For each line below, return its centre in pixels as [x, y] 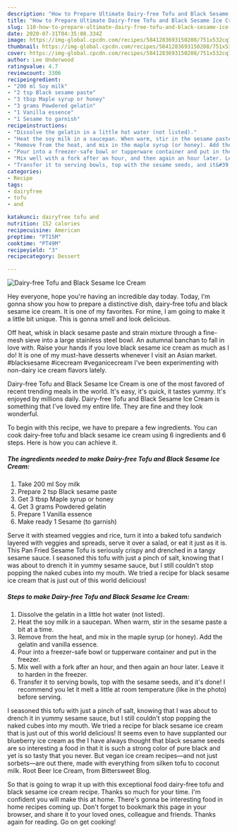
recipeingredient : [34, 79]
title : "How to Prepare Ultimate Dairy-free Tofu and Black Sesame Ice [115, 20]
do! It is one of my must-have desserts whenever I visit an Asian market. [112, 355]
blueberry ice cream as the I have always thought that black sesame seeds [116, 741]
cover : [17, 54]
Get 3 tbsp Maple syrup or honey [66, 500]
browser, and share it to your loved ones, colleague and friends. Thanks [112, 815]
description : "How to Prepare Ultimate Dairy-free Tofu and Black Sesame [118, 14]
